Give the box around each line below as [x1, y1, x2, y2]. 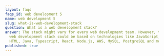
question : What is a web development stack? [5, 25, 97, 30]
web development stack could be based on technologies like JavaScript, [9, 35, 161, 39]
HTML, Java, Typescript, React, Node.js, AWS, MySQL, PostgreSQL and [9, 39, 154, 44]
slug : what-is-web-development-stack [5, 20, 82, 26]
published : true [5, 43, 38, 48]
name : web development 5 [5, 16, 56, 21]
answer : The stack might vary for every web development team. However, [5, 30, 156, 35]
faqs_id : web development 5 [5, 12, 62, 17]
